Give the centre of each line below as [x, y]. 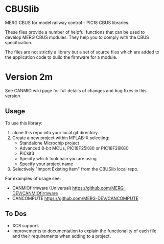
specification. [19, 42]
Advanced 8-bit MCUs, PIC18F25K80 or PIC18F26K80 [74, 148]
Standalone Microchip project [49, 143]
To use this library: [24, 123]
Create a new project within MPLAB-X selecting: [61, 138]
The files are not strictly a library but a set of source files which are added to [82, 52]
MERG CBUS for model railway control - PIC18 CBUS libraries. [67, 23]
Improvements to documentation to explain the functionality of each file [84, 231]
